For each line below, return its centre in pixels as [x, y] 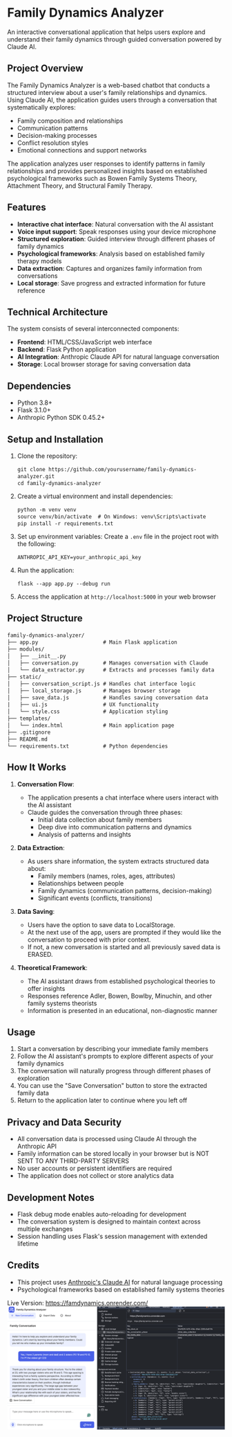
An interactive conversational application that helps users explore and [106, 32]
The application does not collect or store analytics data [95, 1176]
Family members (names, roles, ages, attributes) [107, 876]
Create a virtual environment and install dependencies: [95, 496]
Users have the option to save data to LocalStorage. [101, 925]
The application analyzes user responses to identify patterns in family [106, 164]
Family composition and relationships [70, 121]
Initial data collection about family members [100, 820]
